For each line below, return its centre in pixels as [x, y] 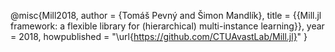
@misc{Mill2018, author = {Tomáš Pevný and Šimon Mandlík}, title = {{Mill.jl [166, 15]
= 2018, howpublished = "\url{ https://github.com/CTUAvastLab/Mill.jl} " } [159, 36]
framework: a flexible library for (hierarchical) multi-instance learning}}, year [167, 26]
